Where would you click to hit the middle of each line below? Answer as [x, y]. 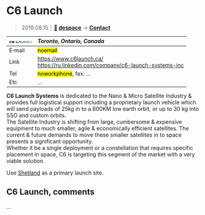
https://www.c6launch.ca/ [71, 58]
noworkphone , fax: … [64, 74]
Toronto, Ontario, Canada [71, 41]
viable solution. [25, 160]
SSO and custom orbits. [36, 115]
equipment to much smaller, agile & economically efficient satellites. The [98, 128]
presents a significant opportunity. [50, 141]
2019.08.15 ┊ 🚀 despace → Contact [66, 28]
